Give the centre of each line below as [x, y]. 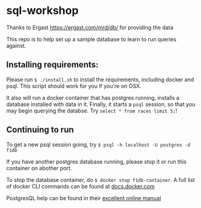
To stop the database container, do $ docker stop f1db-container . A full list [101, 179]
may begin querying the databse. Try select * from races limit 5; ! [92, 111]
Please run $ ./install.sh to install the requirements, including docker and [100, 79]
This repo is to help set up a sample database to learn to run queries [91, 39]
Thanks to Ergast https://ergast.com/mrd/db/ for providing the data [90, 27]
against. [16, 46]
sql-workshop [42, 11]
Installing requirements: [52, 65]
